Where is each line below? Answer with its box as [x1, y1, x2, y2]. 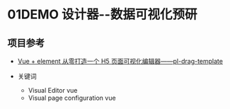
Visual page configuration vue [28, 93, 116, 102]
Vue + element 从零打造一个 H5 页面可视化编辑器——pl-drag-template [17, 57, 223, 65]
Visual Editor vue [28, 86, 78, 94]
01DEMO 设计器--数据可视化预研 [7, 6, 197, 23]
